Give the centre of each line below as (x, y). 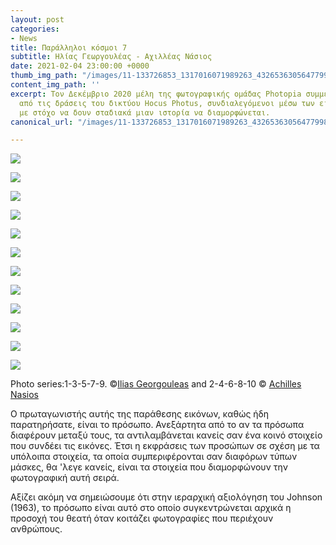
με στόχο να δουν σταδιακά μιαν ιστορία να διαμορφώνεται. (145, 112)
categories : (35, 29)
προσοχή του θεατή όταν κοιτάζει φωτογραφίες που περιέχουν (142, 518)
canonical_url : (42, 122)
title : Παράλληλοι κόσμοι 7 (69, 47)
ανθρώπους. (36, 529)
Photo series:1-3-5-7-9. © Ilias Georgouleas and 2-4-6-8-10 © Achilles (156, 384)
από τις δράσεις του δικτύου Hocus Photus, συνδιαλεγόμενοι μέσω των (167, 103)
